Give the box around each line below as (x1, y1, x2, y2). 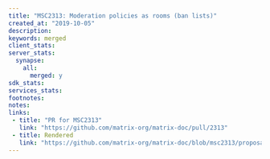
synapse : (15, 57, 45, 65)
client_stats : (8, 42, 56, 50)
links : (8, 109, 31, 117)
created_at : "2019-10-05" (8, 19, 95, 27)
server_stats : (8, 49, 56, 57)
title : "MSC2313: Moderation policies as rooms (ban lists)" (8, 11, 218, 20)
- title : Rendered (11, 131, 74, 139)
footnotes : (8, 94, 45, 102)
